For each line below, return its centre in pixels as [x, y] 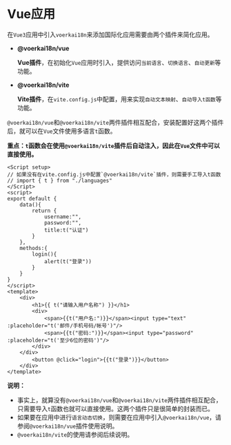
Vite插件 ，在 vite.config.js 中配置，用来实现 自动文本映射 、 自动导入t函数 [116, 99]
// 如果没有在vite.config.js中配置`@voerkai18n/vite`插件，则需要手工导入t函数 [114, 174]
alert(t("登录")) [68, 261]
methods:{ [34, 248]
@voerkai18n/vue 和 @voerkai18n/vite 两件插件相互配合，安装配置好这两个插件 [115, 122]
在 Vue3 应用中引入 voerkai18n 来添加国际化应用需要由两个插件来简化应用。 [110, 34]
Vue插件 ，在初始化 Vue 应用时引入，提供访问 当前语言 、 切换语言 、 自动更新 [116, 62]
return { [44, 211]
